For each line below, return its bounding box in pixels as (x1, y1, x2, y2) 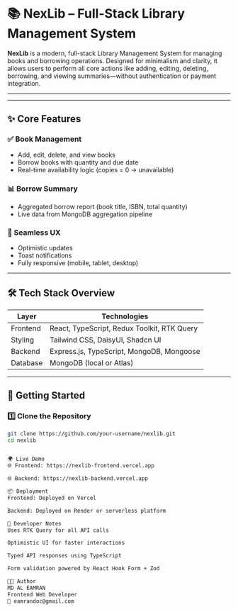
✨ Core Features (7, 113, 81, 125)
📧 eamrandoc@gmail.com (7, 597, 74, 605)
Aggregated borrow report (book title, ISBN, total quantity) (17, 202, 188, 211)
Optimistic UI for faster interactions (7, 540, 125, 547)
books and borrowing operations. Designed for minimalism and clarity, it (7, 56, 218, 65)
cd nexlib (7, 437, 37, 444)
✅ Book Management (7, 134, 82, 144)
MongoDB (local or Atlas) (49, 358, 134, 368)
